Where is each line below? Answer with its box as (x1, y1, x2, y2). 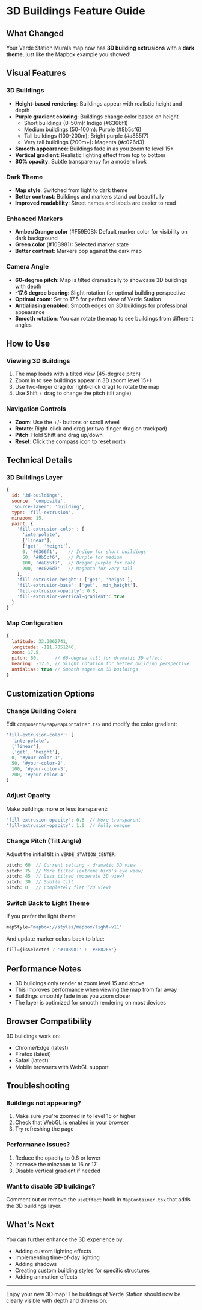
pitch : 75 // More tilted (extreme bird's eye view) (6, 867, 144, 874)
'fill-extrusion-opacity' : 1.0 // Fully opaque (6, 822, 130, 828)
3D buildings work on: (6, 1032, 61, 1040)
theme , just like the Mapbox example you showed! (6, 51, 131, 58)
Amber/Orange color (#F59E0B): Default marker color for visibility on (14, 228, 188, 235)
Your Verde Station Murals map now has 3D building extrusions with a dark (6, 44, 195, 51)
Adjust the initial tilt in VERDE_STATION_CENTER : (6, 850, 116, 858)
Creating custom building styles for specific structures (14, 1267, 150, 1274)
